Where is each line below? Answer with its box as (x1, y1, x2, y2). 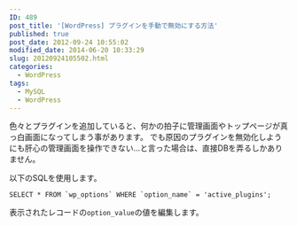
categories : (9, 63, 53, 72)
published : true (9, 29, 69, 38)
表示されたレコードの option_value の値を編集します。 (9, 207, 204, 218)
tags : (9, 79, 29, 88)
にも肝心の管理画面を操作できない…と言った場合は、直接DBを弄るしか (9, 143, 268, 153)
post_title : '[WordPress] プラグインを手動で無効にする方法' (9, 21, 219, 30)
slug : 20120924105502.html (9, 54, 109, 63)
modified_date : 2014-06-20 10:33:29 (9, 46, 145, 55)
